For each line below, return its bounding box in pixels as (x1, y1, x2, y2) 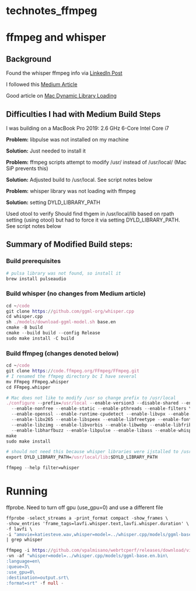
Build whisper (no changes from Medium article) (6, 289, 146, 298)
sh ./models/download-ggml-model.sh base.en (6, 319, 116, 325)
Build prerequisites (6, 257, 61, 265)
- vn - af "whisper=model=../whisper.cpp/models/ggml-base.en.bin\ (6, 553, 168, 559)
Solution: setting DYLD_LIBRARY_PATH (6, 199, 100, 206)
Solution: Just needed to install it (6, 147, 86, 154)
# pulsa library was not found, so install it (6, 270, 121, 276)
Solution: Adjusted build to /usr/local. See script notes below (6, 177, 153, 183)
